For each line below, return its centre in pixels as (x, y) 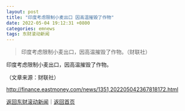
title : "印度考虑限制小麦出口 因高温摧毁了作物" (60, 17)
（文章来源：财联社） (33, 77)
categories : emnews (31, 28)
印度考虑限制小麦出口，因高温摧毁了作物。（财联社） (86, 52)
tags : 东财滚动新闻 (28, 34)
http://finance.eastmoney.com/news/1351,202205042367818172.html (92, 89)
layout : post (23, 12)
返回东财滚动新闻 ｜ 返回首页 (41, 102)
